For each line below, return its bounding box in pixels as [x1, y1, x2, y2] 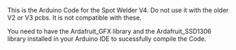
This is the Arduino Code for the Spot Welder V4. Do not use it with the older [7, 6, 229, 14]
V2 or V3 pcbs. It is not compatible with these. [7, 13, 142, 22]
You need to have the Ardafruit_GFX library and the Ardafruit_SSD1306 [7, 27, 211, 35]
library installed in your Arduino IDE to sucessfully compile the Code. [7, 35, 206, 43]
